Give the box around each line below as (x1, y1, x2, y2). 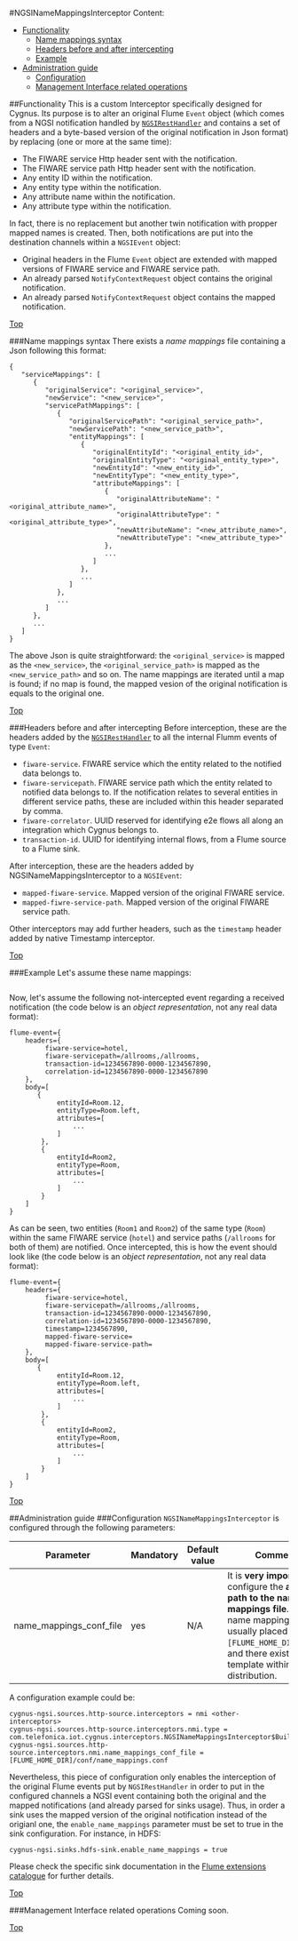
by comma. (21, 806, 64, 816)
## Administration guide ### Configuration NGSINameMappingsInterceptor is (9, 1513, 279, 1523)
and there (227, 1648, 268, 1659)
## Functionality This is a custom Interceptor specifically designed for (9, 99, 263, 109)
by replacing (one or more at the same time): (9, 137, 172, 147)
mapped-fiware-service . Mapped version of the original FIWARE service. (21, 888, 286, 898)
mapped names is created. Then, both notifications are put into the (9, 228, 254, 238)
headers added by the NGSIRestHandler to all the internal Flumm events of (9, 732, 278, 742)
